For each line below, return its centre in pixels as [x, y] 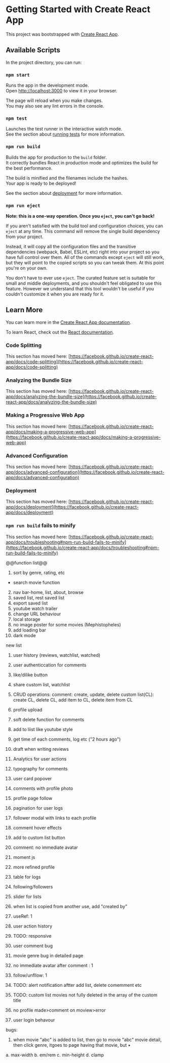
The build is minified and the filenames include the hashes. [67, 178]
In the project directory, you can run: [44, 62]
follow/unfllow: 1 [30, 975]
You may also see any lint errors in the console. [55, 106]
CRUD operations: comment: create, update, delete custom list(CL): [83, 694]
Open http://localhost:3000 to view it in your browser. [62, 91]
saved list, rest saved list [39, 597]
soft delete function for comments [49, 719]
